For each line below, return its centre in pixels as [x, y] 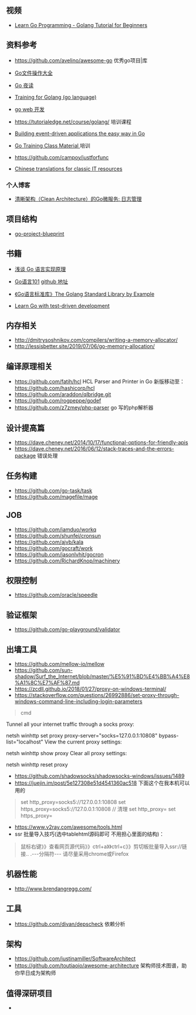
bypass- [169, 736]
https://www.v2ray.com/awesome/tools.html [68, 827]
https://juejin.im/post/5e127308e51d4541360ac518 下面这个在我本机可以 [102, 783]
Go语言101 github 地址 [41, 282]
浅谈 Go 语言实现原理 [40, 269]
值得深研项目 [29, 993]
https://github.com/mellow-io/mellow [59, 664]
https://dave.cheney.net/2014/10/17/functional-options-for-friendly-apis [101, 442]
